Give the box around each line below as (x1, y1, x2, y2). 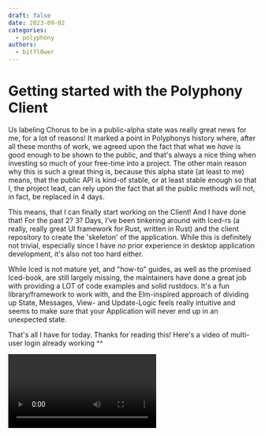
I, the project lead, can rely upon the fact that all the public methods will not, (8, 183, 256, 193)
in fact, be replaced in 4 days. (8, 192, 105, 201)
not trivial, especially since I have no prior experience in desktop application (8, 240, 256, 250)
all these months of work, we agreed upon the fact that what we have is (8, 141, 241, 151)
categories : (8, 26, 47, 34)
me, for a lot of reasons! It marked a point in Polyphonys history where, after (8, 133, 256, 143)
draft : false (8, 11, 51, 20)
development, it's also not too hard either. (8, 249, 144, 259)
